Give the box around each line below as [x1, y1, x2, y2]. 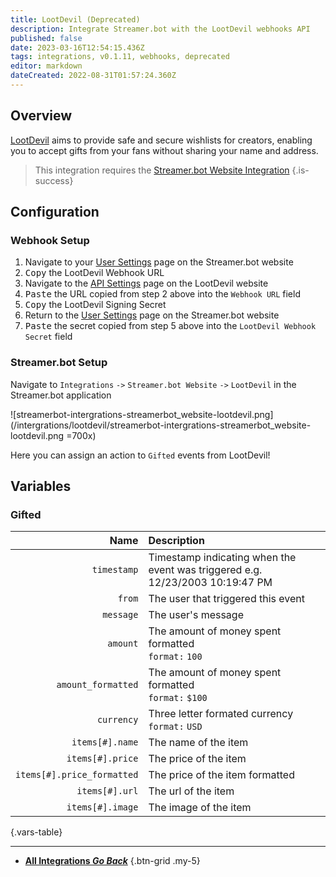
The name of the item [148, 736, 249, 750]
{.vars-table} [10, 826, 63, 838]
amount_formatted [56, 679, 139, 691]
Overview [10, 107, 73, 125]
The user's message [148, 608, 244, 622]
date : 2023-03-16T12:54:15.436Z [10, 42, 145, 53]
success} [34, 174, 74, 186]
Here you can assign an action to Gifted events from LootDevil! [10, 449, 271, 461]
